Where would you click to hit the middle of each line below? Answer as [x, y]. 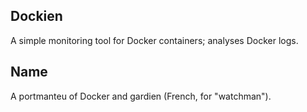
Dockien [36, 16]
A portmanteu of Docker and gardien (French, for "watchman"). [141, 96]
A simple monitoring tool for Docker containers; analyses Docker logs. [154, 40]
